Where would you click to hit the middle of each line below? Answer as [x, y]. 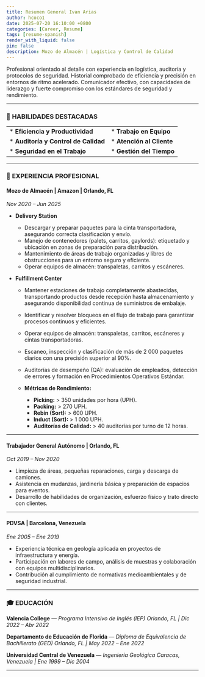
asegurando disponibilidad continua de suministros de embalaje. [105, 303]
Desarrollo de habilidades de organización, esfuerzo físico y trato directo [107, 497]
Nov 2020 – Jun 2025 [34, 204]
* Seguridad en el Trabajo [48, 151]
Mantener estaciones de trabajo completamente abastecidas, [101, 290]
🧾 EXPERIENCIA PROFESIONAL [53, 176]
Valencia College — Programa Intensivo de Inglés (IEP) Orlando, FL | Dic [98, 618]
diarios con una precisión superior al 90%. [77, 358]
